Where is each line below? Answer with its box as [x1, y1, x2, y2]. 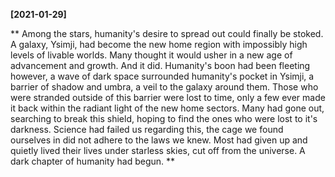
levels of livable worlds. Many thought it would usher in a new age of [10, 49, 293, 61]
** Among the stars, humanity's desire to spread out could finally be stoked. [10, 28, 324, 39]
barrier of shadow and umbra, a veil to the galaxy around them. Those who [10, 81, 319, 93]
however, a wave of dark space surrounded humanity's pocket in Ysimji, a [10, 70, 315, 82]
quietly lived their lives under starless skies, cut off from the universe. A [10, 145, 306, 156]
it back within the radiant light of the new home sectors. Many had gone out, [10, 102, 325, 114]
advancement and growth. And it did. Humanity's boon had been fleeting [10, 60, 311, 71]
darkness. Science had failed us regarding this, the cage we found [10, 124, 284, 135]
